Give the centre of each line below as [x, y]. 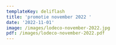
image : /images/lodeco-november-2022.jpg [58, 28]
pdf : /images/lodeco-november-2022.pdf [56, 33]
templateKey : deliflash [36, 11]
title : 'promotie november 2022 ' [49, 17]
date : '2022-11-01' [30, 22]
